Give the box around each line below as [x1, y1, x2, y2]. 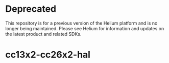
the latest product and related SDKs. [5, 31, 82, 37]
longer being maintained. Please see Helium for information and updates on [5, 25, 164, 31]
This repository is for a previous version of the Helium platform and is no [5, 20, 158, 26]
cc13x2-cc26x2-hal [5, 49, 91, 60]
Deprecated [5, 3, 57, 15]
